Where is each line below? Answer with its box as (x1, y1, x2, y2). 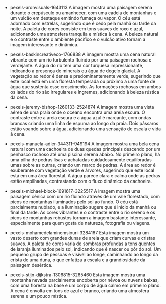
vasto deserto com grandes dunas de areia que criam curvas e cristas (10, 235, 155, 241)
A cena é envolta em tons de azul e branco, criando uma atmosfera (10, 288, 149, 294)
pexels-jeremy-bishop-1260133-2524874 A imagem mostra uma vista (10, 104, 154, 110)
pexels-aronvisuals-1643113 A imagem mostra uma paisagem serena (10, 5, 152, 10)
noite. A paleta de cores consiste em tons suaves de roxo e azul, (10, 26, 144, 32)
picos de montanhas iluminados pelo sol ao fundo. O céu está (10, 199, 138, 205)
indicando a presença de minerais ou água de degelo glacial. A (10, 68, 141, 74)
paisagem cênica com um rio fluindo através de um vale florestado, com (10, 194, 160, 199)
